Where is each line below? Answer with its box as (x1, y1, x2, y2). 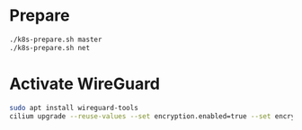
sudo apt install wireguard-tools (9, 103, 139, 112)
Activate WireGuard (9, 74, 160, 94)
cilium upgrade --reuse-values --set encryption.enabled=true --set (9, 111, 271, 121)
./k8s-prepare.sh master (9, 35, 102, 44)
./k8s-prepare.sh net (9, 43, 91, 52)
